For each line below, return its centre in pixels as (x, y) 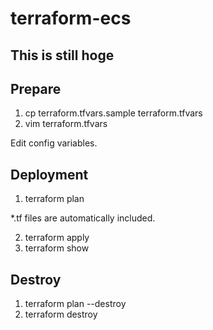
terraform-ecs (71, 18)
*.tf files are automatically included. (83, 218)
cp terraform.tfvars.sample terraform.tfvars (113, 113)
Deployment (49, 174)
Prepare (36, 88)
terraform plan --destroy (75, 304)
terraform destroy (61, 314)
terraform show (57, 248)
